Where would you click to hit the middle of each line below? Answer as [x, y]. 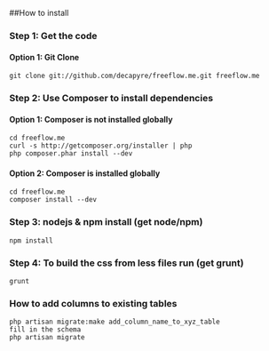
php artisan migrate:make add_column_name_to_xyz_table [115, 322]
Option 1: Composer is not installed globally [91, 119]
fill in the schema [45, 330]
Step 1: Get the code [53, 36]
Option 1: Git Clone [44, 57]
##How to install [39, 13]
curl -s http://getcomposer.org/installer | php [101, 146]
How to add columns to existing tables [93, 303]
